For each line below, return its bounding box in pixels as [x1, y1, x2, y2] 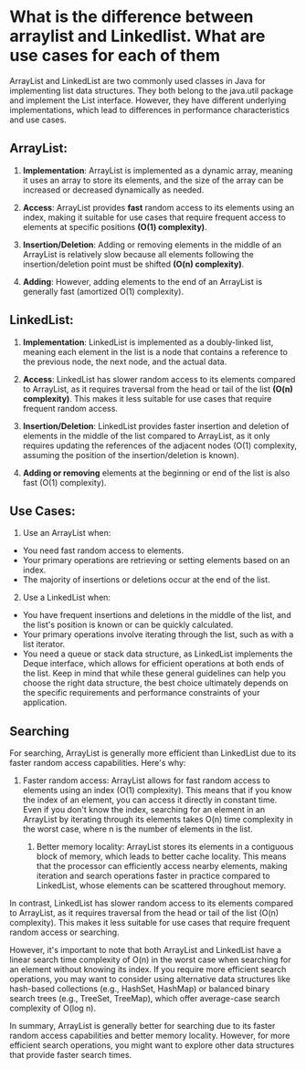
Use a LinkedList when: [22, 592, 111, 603]
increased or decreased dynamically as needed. [22, 184, 205, 195]
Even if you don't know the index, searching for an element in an [22, 804, 266, 815]
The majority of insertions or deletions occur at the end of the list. [22, 574, 271, 585]
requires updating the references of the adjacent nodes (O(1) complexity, [22, 440, 297, 451]
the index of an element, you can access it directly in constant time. [22, 794, 278, 805]
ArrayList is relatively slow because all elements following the [22, 248, 254, 259]
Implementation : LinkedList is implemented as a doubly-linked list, [22, 336, 274, 348]
